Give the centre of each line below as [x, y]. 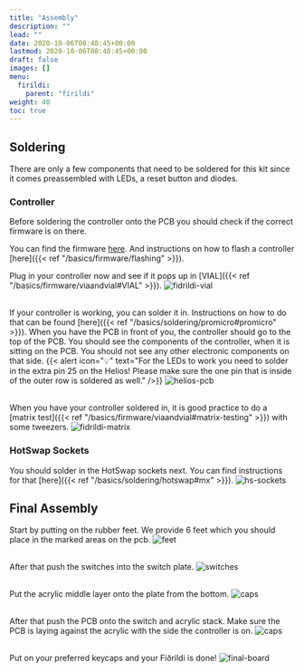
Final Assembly [54, 509]
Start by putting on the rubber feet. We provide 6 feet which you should [142, 530]
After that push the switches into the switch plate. [102, 567]
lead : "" [26, 34]
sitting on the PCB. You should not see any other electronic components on [149, 351]
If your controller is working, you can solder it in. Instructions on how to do [148, 312]
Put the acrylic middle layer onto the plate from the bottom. [119, 594]
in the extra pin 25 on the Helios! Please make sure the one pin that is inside [151, 371]
